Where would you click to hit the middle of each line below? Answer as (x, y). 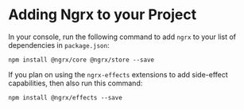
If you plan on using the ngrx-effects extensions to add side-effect (118, 74)
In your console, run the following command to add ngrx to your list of (122, 37)
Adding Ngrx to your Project (103, 15)
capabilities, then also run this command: (76, 83)
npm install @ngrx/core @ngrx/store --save (81, 60)
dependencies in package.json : (59, 45)
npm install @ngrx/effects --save (66, 97)
